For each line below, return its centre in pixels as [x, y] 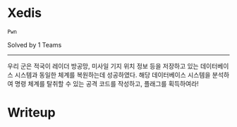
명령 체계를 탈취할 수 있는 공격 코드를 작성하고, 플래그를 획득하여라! [107, 83]
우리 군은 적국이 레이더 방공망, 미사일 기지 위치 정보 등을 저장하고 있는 [103, 66]
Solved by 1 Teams [35, 44]
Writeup [31, 113]
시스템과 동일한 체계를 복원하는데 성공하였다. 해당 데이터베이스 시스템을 [113, 75]
